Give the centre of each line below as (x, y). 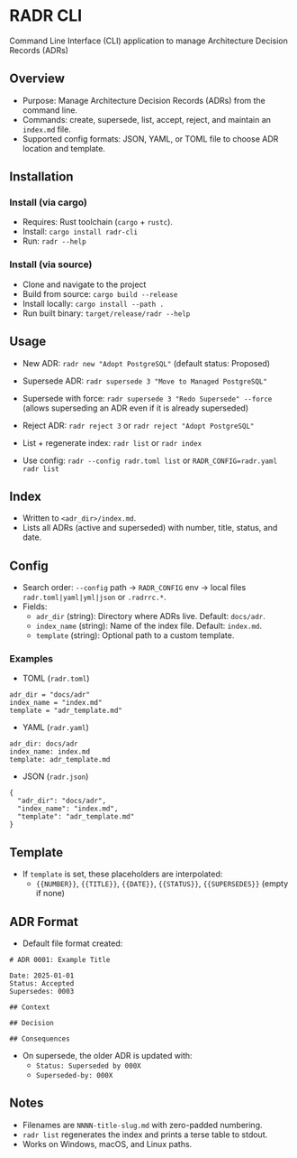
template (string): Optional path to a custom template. (135, 635)
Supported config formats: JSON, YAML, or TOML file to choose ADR (150, 139)
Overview (37, 79)
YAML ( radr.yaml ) (56, 727)
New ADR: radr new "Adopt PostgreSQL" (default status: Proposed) (146, 363)
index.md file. (47, 129)
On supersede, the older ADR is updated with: (107, 1056)
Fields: (35, 607)
